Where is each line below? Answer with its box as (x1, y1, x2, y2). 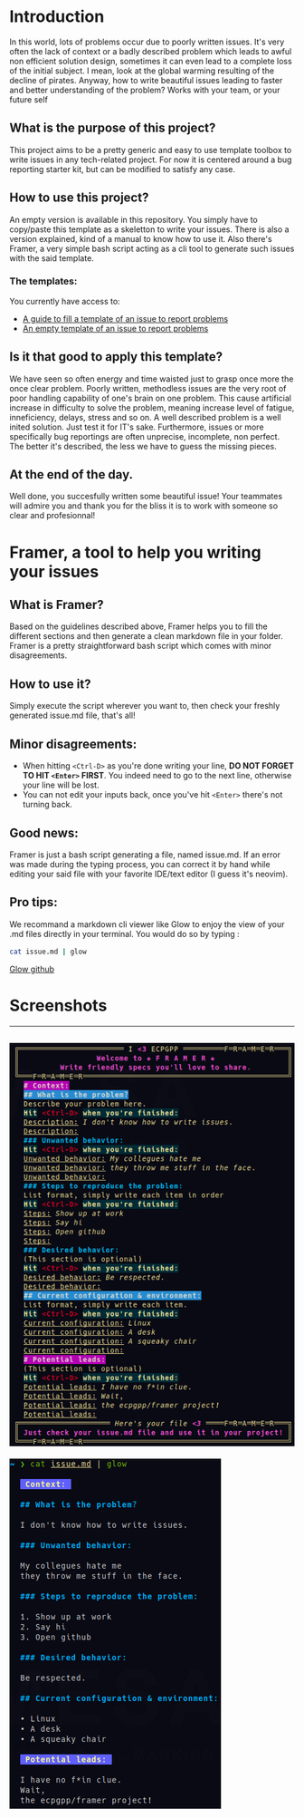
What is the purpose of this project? (9, 121, 216, 136)
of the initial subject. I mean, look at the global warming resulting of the (9, 65, 274, 76)
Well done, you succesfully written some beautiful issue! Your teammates (9, 491, 283, 502)
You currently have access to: (9, 295, 120, 306)
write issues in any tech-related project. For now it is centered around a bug (9, 154, 292, 165)
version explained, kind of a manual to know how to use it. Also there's (9, 233, 273, 244)
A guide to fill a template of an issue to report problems (22, 313, 229, 324)
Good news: (9, 825, 79, 840)
